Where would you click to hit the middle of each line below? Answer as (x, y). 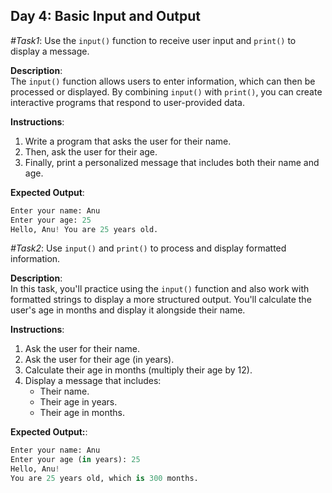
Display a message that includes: (93, 381)
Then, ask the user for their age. (91, 151)
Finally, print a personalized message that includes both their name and (172, 162)
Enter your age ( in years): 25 (75, 460)
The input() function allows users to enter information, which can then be (163, 81)
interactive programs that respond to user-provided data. (127, 102)
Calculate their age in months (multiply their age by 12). (138, 370)
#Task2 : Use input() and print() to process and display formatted (148, 248)
